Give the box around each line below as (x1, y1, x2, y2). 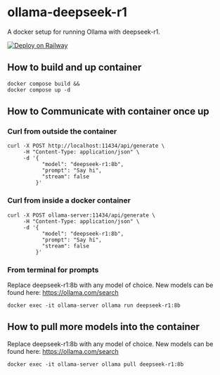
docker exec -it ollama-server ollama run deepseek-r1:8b (7, 302, 181, 310)
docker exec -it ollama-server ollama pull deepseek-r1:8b (7, 360, 184, 368)
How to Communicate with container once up (7, 106, 209, 117)
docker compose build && (7, 80, 80, 87)
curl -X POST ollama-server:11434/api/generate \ (7, 212, 156, 219)
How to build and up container (7, 61, 142, 74)
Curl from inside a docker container (7, 196, 131, 205)
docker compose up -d (7, 86, 71, 94)
